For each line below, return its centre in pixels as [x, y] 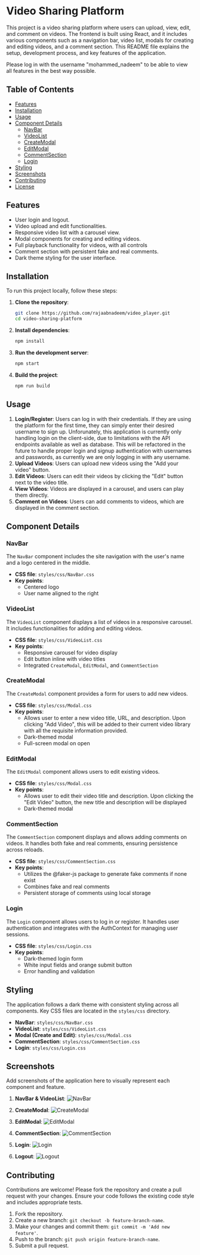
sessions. [18, 934]
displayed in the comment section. [57, 507]
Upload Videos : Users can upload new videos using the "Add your [97, 463]
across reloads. [25, 850]
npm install [30, 342]
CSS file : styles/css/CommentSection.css [65, 862]
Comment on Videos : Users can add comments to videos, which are [99, 501]
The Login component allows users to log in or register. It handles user [93, 921]
